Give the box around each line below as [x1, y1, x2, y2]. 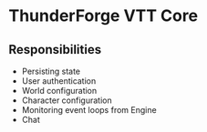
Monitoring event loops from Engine [21, 105, 157, 115]
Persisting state [21, 66, 81, 76]
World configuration [21, 86, 98, 96]
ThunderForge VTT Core [8, 5, 198, 26]
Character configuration [21, 95, 112, 106]
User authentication [21, 76, 97, 86]
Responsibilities [8, 42, 102, 57]
